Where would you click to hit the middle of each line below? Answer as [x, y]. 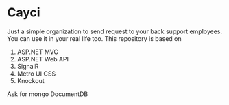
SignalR [28, 66]
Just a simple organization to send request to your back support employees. [115, 31]
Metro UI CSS [36, 74]
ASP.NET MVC [37, 52]
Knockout [31, 80]
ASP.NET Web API [43, 59]
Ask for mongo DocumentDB [48, 94]
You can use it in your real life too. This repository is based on [94, 38]
